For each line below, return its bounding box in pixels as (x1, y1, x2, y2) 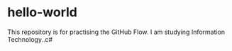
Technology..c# (7, 35, 53, 43)
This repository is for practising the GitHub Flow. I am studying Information (7, 28, 226, 36)
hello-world (7, 4, 78, 21)
